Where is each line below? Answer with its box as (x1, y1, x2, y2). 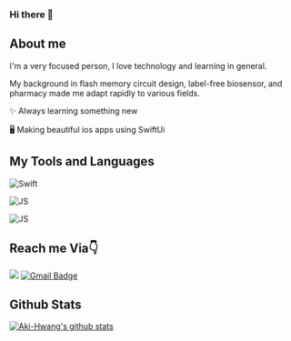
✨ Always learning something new (9, 105, 138, 116)
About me (9, 36, 66, 52)
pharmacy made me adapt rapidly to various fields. (9, 87, 200, 98)
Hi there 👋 (9, 8, 55, 21)
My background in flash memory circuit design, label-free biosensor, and (9, 77, 283, 89)
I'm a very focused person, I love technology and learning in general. (9, 60, 267, 71)
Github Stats (9, 296, 82, 312)
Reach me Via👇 (9, 240, 98, 256)
